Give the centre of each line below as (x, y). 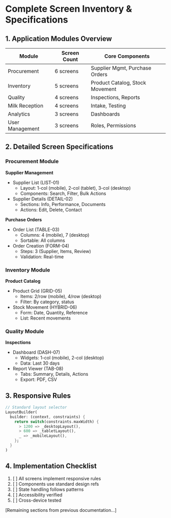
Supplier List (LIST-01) (36, 183)
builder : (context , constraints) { (48, 417)
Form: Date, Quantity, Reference (54, 312)
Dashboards (105, 114)
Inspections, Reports (116, 97)
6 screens (67, 71)
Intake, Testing (108, 106)
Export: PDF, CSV (39, 379)
